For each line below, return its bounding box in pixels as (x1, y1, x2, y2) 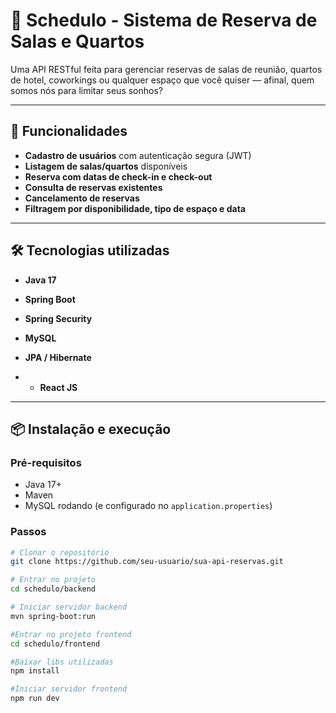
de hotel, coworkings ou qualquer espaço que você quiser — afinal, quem (10, 74, 315, 86)
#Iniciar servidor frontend (10, 684, 128, 694)
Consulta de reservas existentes (24, 181, 163, 193)
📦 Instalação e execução (10, 420, 172, 438)
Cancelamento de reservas (24, 192, 140, 204)
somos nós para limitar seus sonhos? (10, 84, 163, 96)
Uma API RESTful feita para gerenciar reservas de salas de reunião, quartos (10, 63, 323, 75)
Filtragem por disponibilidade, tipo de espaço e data (24, 202, 247, 214)
